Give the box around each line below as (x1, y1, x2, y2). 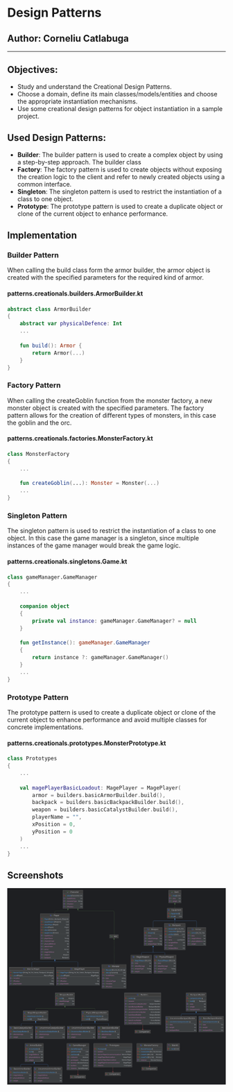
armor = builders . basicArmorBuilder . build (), (32, 792, 166, 799)
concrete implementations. (7, 723, 84, 731)
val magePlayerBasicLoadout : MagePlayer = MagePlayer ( (19, 784, 182, 792)
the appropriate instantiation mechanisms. (17, 97, 138, 105)
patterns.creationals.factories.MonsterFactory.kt (7, 434, 154, 443)
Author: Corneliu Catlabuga (7, 33, 130, 44)
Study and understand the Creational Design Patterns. (17, 82, 172, 91)
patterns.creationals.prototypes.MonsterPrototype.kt (7, 739, 166, 747)
